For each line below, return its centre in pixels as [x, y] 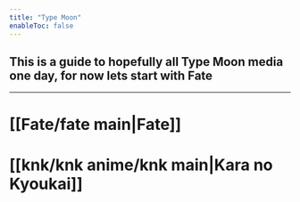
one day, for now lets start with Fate [111, 75]
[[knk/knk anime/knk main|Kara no [142, 165]
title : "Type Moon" [46, 17]
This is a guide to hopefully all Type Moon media [146, 62]
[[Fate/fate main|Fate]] [95, 124]
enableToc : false [42, 26]
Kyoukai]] [46, 184]
